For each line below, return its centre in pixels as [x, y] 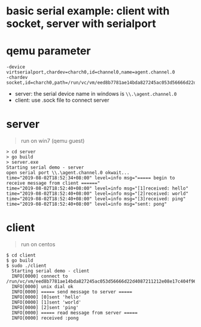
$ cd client [21, 255]
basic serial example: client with [88, 11]
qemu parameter [48, 51]
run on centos [38, 244]
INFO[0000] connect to [40, 276]
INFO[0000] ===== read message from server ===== [74, 313]
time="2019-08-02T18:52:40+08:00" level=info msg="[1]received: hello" [97, 189]
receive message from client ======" [53, 184]
